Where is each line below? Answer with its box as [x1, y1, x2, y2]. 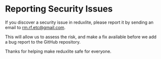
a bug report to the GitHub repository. [5, 39, 81, 44]
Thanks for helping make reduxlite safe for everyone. [5, 48, 112, 54]
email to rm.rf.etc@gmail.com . [5, 24, 66, 30]
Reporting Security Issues [5, 3, 113, 15]
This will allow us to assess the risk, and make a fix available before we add [5, 34, 157, 40]
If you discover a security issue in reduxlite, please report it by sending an [5, 19, 154, 25]
